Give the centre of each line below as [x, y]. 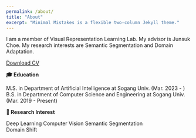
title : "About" [25, 17]
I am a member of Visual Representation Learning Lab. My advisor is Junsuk [98, 39]
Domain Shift [22, 130]
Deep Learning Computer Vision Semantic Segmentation [74, 123]
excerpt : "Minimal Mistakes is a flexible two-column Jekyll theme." [93, 22]
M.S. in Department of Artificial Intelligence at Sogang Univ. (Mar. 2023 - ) [96, 88]
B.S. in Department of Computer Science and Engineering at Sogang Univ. [96, 95]
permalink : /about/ [30, 11]
